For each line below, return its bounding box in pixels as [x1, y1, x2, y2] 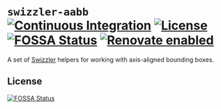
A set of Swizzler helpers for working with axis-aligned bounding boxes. [7, 55, 215, 64]
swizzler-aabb [7, 6, 89, 19]
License [7, 76, 43, 87]
